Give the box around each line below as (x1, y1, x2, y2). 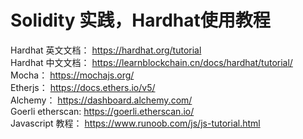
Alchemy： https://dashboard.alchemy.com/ (10, 94, 193, 106)
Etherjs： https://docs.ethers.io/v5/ (10, 81, 156, 93)
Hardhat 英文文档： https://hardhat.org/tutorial (10, 44, 202, 56)
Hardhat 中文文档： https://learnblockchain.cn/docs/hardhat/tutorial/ (10, 56, 293, 68)
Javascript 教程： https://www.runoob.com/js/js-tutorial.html (10, 117, 261, 129)
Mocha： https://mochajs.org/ (10, 69, 135, 81)
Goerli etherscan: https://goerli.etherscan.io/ (10, 105, 195, 117)
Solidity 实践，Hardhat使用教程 (10, 9, 271, 32)
